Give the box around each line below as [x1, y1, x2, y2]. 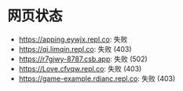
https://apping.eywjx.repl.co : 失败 [18, 35, 128, 44]
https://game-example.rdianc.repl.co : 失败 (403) [18, 74, 176, 83]
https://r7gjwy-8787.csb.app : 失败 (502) [18, 54, 148, 64]
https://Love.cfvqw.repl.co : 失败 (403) [18, 64, 142, 73]
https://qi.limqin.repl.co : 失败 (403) [18, 44, 132, 53]
